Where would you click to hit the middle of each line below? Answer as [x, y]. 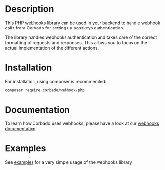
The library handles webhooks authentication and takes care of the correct [81, 37]
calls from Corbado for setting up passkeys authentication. [65, 28]
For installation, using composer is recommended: [56, 81]
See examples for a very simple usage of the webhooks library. [69, 162]
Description [30, 9]
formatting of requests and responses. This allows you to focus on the [76, 42]
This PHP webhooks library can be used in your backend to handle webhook [83, 23]
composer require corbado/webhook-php [45, 90]
